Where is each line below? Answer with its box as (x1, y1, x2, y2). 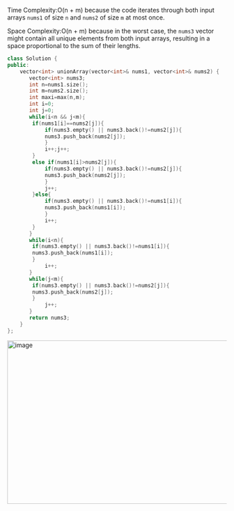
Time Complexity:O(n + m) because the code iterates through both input (7, 6, 214, 14)
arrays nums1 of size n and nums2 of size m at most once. (7, 13, 165, 22)
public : (7, 61, 30, 68)
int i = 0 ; (29, 100, 54, 107)
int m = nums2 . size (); (29, 87, 89, 95)
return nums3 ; (29, 314, 70, 321)
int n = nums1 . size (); (29, 81, 89, 88)
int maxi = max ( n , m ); (29, 94, 86, 101)
